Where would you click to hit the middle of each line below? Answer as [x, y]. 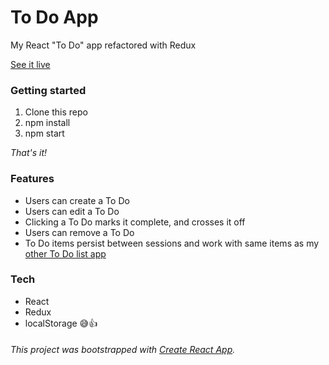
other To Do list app [65, 253]
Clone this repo [56, 112]
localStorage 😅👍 [61, 323]
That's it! [29, 153]
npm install [47, 123]
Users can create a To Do [77, 200]
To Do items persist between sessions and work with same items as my [172, 243]
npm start [44, 133]
